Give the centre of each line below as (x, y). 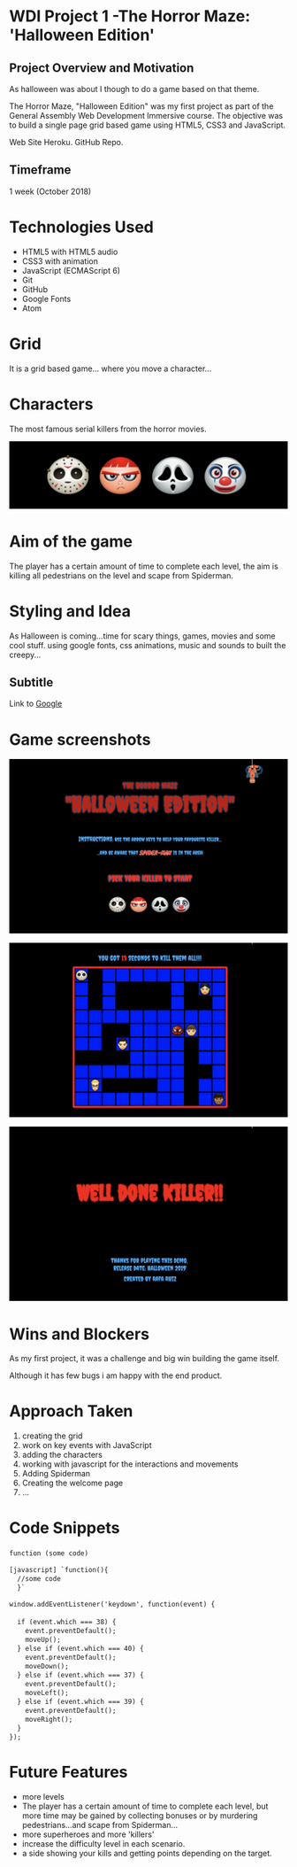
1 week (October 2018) (50, 191)
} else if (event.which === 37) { (80, 1676)
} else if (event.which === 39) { (80, 1702)
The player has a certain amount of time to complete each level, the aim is (144, 566)
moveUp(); (43, 1640)
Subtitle (31, 682)
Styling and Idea (70, 611)
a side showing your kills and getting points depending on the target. (147, 1854)
